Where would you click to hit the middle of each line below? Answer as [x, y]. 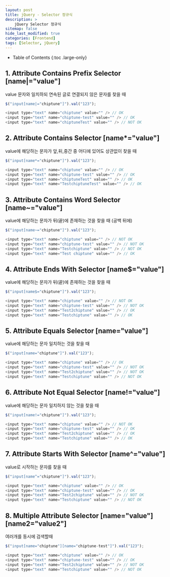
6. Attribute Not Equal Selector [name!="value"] [83, 393]
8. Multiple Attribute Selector [52, 516]
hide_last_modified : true [32, 33]
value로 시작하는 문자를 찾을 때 [36, 467]
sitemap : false [21, 29]
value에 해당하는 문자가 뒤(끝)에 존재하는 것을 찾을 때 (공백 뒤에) [69, 221]
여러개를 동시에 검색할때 [29, 536]
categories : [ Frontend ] [30, 39]
